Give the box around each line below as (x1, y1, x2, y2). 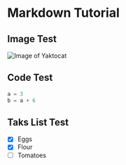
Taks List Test (7, 116, 69, 128)
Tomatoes (17, 151, 47, 159)
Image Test (7, 33, 57, 45)
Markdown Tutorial (7, 5, 120, 21)
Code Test (7, 72, 53, 84)
